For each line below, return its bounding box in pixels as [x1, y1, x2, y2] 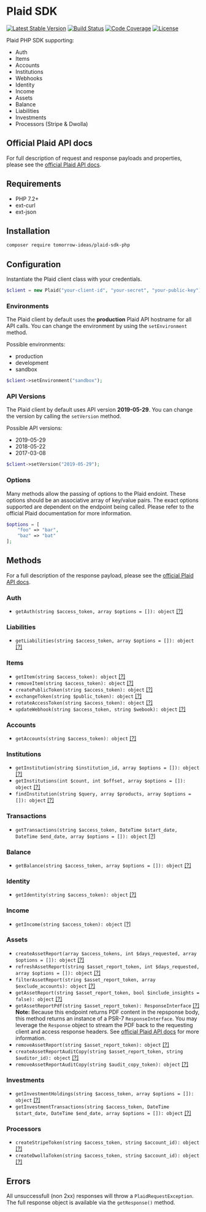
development [15, 359, 49, 367]
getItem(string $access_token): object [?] [15, 673, 126, 680]
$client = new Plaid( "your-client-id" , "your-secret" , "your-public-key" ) [6, 287, 202, 294]
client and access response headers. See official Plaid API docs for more [15, 1028, 199, 1035]
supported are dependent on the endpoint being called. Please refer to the [6, 502, 194, 510]
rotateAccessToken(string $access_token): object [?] [15, 698, 153, 706]
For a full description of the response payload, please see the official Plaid [6, 571, 194, 579]
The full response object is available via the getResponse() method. [6, 1199, 176, 1206]
